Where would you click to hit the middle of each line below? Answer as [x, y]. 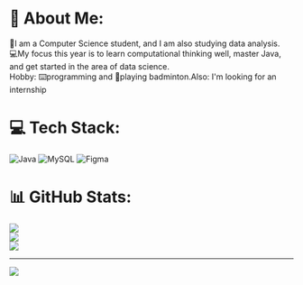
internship [28, 89]
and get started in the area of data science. [89, 66]
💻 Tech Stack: [65, 128]
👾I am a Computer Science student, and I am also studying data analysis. [145, 43]
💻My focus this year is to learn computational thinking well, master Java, [145, 53]
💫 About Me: [57, 18]
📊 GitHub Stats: [71, 197]
